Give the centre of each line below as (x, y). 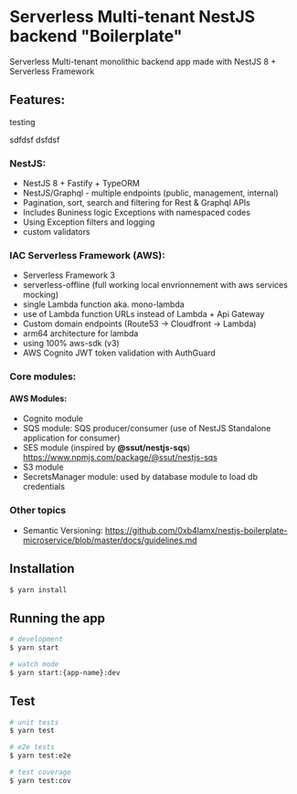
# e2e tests (32, 747)
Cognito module (53, 418)
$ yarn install (38, 590)
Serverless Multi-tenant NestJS (133, 17)
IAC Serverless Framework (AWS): (88, 255)
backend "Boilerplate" (96, 36)
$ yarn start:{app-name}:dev (65, 672)
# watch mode (34, 664)
